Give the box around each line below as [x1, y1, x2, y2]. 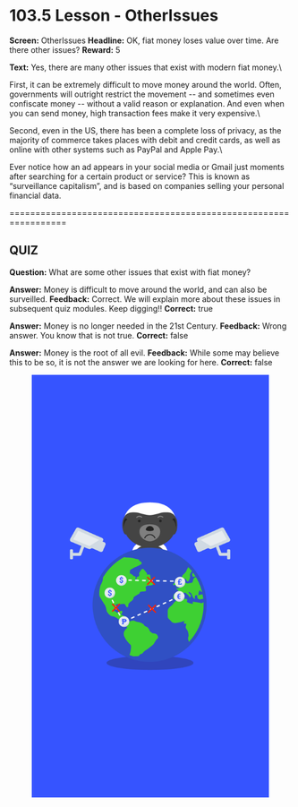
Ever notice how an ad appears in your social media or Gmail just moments [9, 161, 285, 172]
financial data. [9, 190, 62, 201]
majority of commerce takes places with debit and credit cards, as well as [9, 134, 281, 145]
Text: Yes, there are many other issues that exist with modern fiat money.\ [9, 62, 282, 73]
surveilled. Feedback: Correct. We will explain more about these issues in [9, 293, 281, 305]
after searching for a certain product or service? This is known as [9, 171, 251, 182]
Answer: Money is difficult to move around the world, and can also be [9, 284, 268, 295]
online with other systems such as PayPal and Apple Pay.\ [9, 144, 223, 155]
